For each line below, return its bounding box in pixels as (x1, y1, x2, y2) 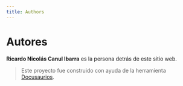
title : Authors (6, 8, 45, 15)
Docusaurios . (21, 73, 54, 81)
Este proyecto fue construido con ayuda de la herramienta (21, 67, 166, 74)
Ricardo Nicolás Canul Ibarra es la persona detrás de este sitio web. (6, 55, 177, 62)
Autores (6, 35, 48, 48)
